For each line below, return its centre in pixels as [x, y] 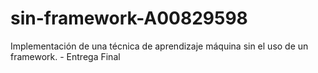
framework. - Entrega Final [65, 56]
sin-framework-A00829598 [129, 18]
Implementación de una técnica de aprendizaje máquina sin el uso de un [159, 46]
